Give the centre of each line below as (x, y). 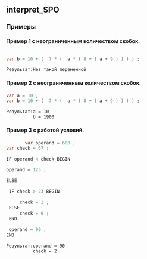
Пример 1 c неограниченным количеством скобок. (73, 41)
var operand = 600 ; (50, 143)
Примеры (21, 27)
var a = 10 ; (22, 95)
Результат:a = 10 (28, 112)
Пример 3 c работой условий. (45, 130)
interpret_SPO (33, 10)
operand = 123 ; (26, 170)
